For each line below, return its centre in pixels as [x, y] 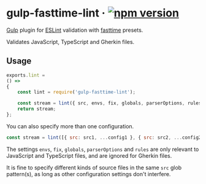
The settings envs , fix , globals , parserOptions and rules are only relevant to [103, 149]
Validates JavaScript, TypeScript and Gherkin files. [71, 42]
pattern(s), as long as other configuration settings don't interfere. [89, 174]
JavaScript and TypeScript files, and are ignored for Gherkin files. [89, 155]
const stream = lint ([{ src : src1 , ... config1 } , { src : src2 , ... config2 [104, 138]
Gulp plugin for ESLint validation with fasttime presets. [75, 30]
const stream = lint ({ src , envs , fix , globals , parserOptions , [101, 103]
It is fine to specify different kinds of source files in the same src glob [94, 167]
